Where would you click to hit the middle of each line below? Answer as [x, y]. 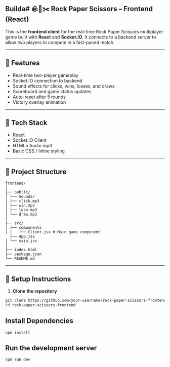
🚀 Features [23, 63]
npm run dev [18, 360]
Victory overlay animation [39, 102]
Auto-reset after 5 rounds [39, 97]
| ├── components [24, 228]
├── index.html [21, 250]
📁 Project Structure [36, 172]
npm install [18, 333]
